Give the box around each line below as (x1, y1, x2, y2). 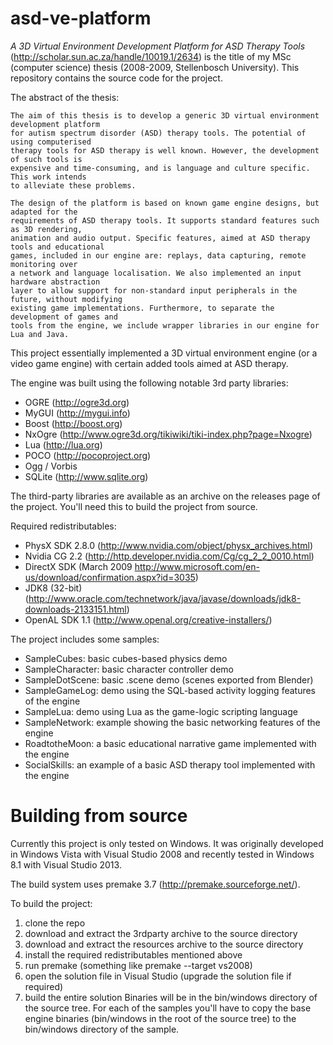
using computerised (10, 137, 92, 147)
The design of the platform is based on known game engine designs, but (10, 198, 320, 208)
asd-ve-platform (10, 7, 152, 30)
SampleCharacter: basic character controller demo (24, 663, 234, 675)
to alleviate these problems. (10, 180, 137, 191)
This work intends (10, 172, 87, 182)
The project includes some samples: (10, 633, 160, 645)
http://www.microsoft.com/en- (134, 560, 260, 572)
